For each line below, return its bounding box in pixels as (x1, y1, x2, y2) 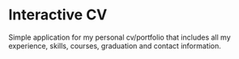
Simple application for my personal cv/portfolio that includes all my (8, 32, 231, 42)
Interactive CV (8, 6, 108, 24)
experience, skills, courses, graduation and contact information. (8, 40, 221, 50)
